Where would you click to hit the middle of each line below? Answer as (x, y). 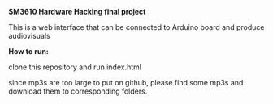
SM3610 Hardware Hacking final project (77, 12)
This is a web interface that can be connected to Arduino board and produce (136, 27)
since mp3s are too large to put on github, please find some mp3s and (126, 83)
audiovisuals (29, 36)
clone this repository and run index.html (75, 67)
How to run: (28, 51)
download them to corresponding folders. (78, 91)
